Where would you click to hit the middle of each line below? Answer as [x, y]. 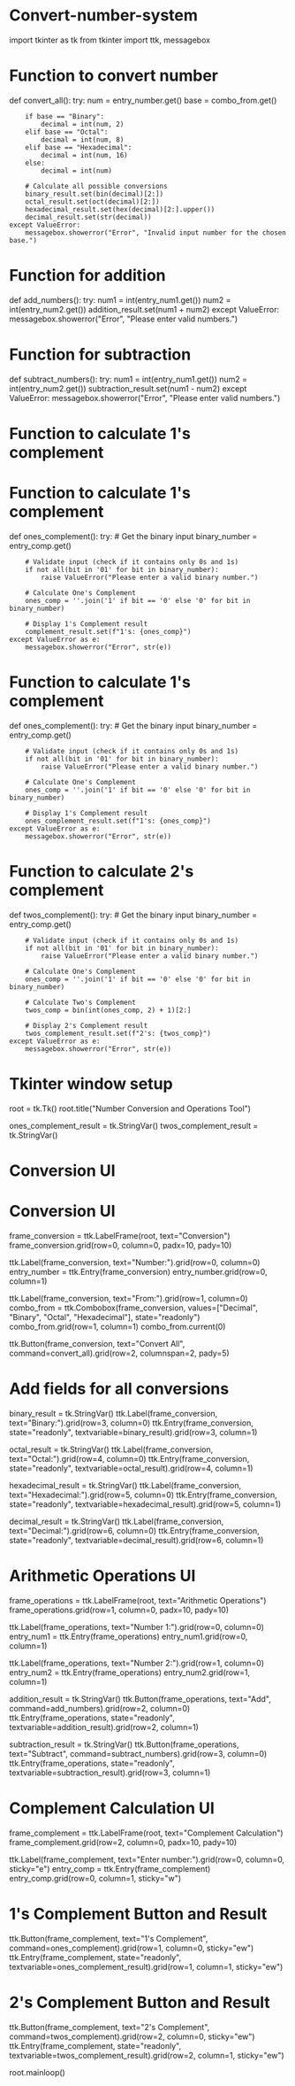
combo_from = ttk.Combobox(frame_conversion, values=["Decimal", [133, 1308]
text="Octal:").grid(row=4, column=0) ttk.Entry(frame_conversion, [129, 1458]
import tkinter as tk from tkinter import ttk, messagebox [110, 40]
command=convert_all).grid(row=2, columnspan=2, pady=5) [119, 1353]
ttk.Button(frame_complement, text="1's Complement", [109, 1938]
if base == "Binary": [64, 116]
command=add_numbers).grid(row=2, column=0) [100, 1708]
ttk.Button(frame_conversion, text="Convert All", [97, 1343]
